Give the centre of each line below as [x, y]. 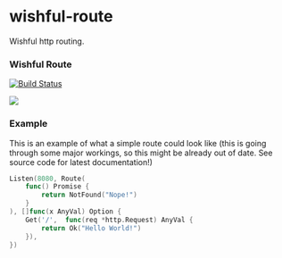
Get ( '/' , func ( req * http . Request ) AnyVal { [109, 220]
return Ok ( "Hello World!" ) [91, 228]
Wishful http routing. [47, 41]
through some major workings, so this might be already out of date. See [141, 153]
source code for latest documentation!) [81, 162]
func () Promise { [58, 187]
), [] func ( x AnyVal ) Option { [66, 212]
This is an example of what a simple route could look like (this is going [138, 143]
